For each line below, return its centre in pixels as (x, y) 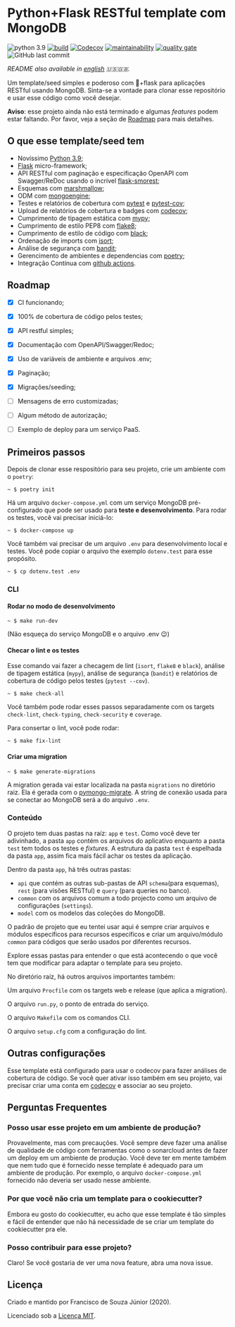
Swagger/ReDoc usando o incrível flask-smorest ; (89, 181)
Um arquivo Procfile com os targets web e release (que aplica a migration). (117, 990)
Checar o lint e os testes (43, 650)
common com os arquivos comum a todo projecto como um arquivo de (117, 898)
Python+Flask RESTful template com (117, 13)
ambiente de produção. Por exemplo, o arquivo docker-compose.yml (104, 1173)
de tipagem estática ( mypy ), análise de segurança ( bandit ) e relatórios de (113, 673)
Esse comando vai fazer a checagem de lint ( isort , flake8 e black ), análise (116, 666)
